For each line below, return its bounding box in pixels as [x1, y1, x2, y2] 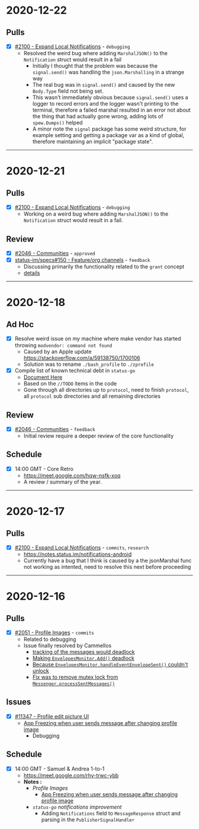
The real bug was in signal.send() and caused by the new [32, 81, 175, 88]
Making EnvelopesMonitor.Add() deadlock [32, 654, 134, 662]
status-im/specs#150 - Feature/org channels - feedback [14, 257, 150, 263]
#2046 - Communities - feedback [14, 426, 96, 432]
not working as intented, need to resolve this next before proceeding [23, 564, 191, 570]
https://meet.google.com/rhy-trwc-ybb [23, 771, 119, 779]
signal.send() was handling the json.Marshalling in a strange [32, 69, 185, 76]
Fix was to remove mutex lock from [32, 673, 118, 681]
